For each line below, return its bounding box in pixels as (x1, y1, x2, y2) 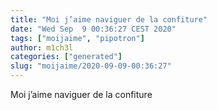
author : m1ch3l (10, 42, 74, 53)
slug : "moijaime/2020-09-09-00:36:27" (10, 61, 172, 71)
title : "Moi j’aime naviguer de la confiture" (10, 14, 208, 25)
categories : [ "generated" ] (10, 52, 123, 62)
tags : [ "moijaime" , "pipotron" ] (10, 33, 145, 43)
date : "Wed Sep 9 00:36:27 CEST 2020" (10, 24, 177, 34)
